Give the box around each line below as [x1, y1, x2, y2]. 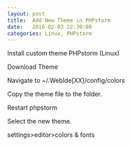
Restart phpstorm [7, 103, 58, 112]
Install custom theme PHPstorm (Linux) [7, 49, 120, 58]
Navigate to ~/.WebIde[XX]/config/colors [7, 77, 126, 85]
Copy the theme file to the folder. [7, 90, 103, 98]
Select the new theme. [7, 117, 72, 126]
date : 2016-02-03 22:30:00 [7, 23, 92, 30]
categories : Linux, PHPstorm [7, 29, 92, 37]
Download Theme [7, 62, 59, 71]
